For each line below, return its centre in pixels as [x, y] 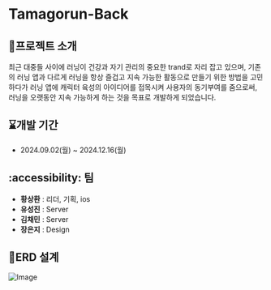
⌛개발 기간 [33, 125]
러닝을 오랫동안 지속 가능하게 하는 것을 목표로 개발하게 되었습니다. [112, 97]
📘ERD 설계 [34, 257]
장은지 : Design [45, 229]
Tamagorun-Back [69, 14]
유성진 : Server [44, 209]
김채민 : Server [44, 219]
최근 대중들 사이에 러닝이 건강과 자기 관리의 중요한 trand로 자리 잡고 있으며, [127, 67]
